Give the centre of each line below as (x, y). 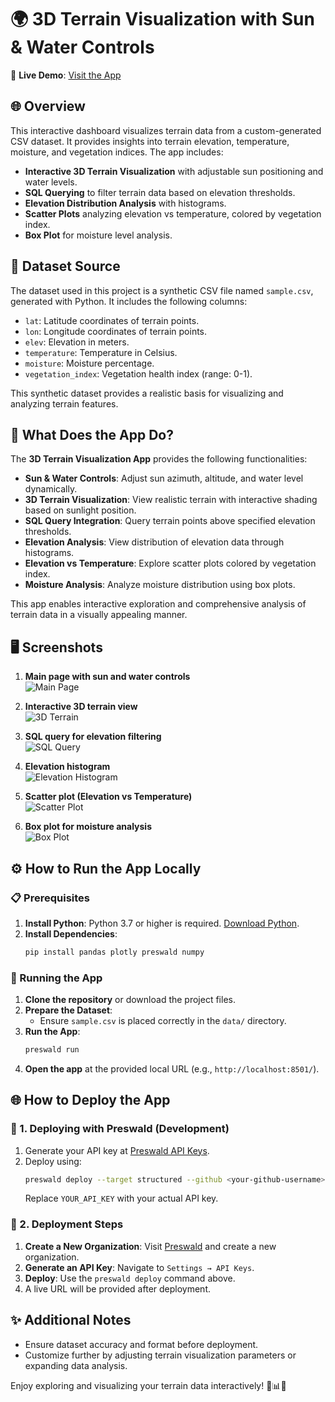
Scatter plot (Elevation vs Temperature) (108, 797)
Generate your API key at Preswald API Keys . (117, 1150)
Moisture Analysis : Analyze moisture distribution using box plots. (160, 585)
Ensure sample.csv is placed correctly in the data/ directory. (163, 1021)
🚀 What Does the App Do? (92, 434)
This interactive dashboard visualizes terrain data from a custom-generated (166, 130)
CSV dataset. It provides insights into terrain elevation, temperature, (150, 141)
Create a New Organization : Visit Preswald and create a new (150, 1246)
